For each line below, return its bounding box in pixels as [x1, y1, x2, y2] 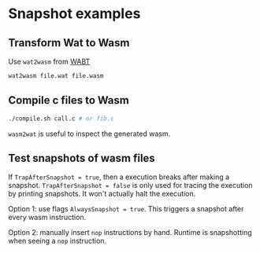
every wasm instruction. [8, 213, 87, 222]
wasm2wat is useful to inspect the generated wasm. [8, 129, 171, 138]
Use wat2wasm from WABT [8, 57, 91, 66]
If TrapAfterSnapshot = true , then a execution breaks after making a [8, 172, 230, 181]
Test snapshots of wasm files [8, 151, 155, 165]
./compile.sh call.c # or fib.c [8, 115, 114, 123]
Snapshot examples [8, 5, 141, 23]
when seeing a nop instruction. [8, 236, 107, 246]
